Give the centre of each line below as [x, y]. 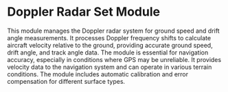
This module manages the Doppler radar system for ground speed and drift [113, 31]
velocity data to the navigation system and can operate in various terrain [110, 67]
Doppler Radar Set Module [83, 12]
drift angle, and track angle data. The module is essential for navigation [108, 52]
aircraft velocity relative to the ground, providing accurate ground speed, [110, 45]
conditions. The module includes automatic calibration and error [98, 74]
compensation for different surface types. [66, 81]
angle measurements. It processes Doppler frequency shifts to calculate [109, 37]
